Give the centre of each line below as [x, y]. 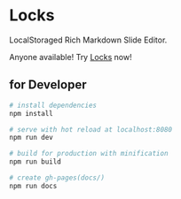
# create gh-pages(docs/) [57, 178]
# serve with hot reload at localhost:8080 [91, 129]
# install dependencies [53, 105]
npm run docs [33, 186]
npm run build [35, 162]
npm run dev [31, 138]
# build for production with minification [89, 154]
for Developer [48, 85]
